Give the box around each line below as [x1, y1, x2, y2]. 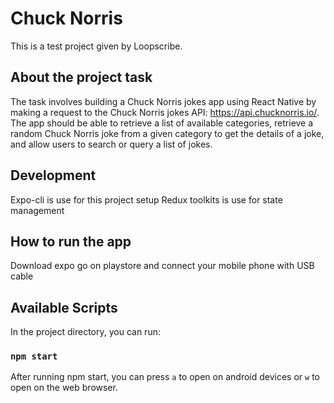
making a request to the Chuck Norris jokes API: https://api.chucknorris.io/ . [10, 106, 320, 118]
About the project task [10, 69, 153, 86]
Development [10, 167, 97, 184]
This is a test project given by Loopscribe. [10, 40, 183, 52]
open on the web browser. [10, 382, 118, 394]
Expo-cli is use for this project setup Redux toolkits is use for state [10, 193, 283, 206]
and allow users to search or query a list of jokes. [10, 138, 213, 150]
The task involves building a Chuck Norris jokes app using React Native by [10, 95, 317, 107]
